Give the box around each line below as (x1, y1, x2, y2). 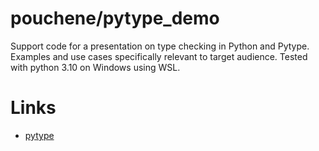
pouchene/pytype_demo (10, 7, 220, 30)
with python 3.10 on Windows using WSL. (10, 61, 181, 73)
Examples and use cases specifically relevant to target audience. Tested (10, 50, 308, 62)
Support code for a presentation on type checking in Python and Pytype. (10, 40, 310, 52)
